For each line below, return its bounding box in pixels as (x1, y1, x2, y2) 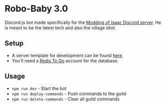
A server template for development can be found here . (11, 52, 124, 58)
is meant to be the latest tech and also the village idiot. (4, 24, 116, 30)
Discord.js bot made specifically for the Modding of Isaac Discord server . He (4, 19, 162, 25)
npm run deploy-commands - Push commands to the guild (11, 91, 126, 97)
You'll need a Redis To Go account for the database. (11, 58, 119, 64)
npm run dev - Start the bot (11, 85, 67, 91)
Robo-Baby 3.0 (4, 3, 68, 14)
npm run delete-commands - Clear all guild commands (11, 96, 120, 102)
